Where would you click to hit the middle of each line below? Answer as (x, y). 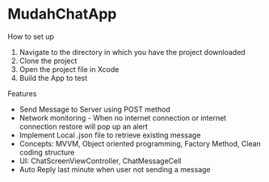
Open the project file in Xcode (69, 69)
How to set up (31, 36)
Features (22, 93)
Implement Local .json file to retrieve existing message (110, 135)
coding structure (47, 152)
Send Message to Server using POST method (95, 109)
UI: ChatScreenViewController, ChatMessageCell (100, 161)
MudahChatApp (62, 14)
